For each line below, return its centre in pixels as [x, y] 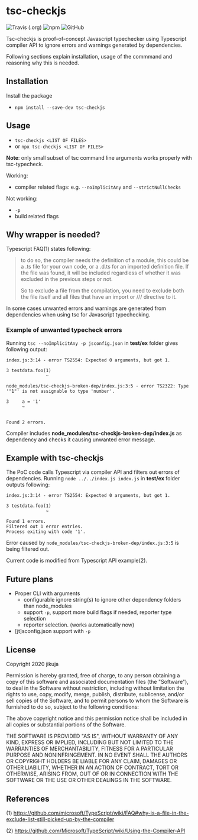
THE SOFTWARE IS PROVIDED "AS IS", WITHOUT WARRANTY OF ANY [92, 736]
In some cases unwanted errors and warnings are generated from [86, 308]
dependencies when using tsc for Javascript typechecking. [78, 315]
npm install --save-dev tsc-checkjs [60, 108]
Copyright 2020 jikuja [33, 664]
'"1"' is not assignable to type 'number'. [61, 391]
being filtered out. [28, 549]
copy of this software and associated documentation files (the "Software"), [98, 682]
